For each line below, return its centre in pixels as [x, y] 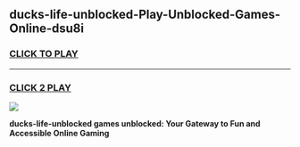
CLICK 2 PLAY [40, 87]
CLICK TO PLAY [44, 54]
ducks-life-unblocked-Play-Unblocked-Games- [145, 15]
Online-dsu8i [47, 29]
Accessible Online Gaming [59, 133]
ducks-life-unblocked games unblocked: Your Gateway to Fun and [135, 123]
